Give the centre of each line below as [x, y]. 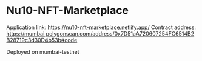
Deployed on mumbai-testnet [43, 51]
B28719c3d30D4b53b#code [42, 40]
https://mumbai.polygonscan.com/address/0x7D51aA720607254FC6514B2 [100, 33]
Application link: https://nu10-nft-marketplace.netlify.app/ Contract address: [101, 27]
